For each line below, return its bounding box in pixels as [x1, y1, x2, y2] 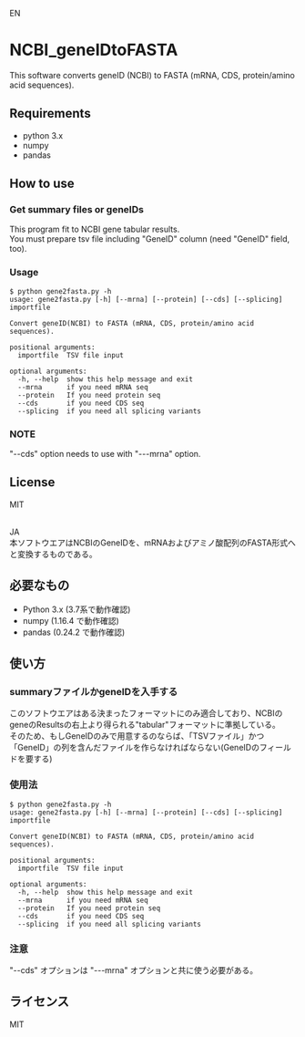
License [9, 474, 56, 491]
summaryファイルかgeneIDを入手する [9, 685, 178, 698]
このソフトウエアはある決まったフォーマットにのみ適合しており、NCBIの [9, 708, 283, 719]
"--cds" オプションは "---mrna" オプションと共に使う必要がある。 [9, 964, 258, 975]
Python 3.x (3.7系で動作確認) [22, 604, 131, 615]
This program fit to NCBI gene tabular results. [9, 223, 180, 235]
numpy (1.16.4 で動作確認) [22, 615, 120, 626]
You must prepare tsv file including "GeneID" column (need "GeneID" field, [9, 233, 290, 244]
